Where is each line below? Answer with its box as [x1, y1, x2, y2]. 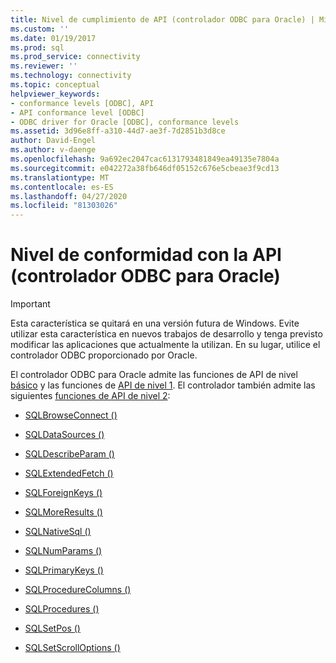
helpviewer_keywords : [10, 89, 101, 99]
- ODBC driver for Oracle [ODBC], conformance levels [10, 117, 240, 127]
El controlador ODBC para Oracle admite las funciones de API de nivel [10, 369, 298, 381]
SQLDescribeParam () [24, 448, 115, 460]
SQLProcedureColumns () [24, 584, 132, 596]
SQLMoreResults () [24, 506, 103, 518]
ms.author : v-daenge [10, 145, 97, 155]
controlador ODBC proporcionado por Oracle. [10, 349, 198, 361]
